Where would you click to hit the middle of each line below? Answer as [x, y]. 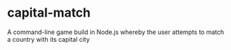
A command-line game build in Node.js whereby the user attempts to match [116, 32]
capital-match [49, 13]
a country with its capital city [49, 39]
